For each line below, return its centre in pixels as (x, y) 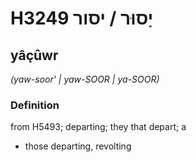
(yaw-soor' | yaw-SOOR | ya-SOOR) (85, 79)
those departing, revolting (78, 146)
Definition (35, 105)
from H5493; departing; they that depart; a (98, 127)
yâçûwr (34, 55)
